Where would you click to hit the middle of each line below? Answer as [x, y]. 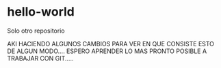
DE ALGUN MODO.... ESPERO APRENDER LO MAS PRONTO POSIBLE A [107, 51]
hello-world [41, 12]
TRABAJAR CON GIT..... [40, 58]
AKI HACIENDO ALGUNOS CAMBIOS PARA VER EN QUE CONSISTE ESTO [110, 44]
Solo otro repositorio [36, 31]
